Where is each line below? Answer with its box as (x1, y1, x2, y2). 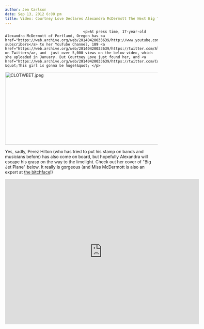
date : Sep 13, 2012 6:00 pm (5, 12, 62, 16)
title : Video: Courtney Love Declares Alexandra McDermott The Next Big (5, 16, 155, 21)
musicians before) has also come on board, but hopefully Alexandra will (5, 154, 148, 160)
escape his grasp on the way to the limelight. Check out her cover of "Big (5, 159, 151, 165)
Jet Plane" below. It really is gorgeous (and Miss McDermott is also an (5, 164, 145, 170)
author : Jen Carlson (5, 7, 47, 12)
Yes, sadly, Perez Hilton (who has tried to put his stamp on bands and (5, 149, 144, 155)
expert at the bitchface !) (5, 169, 53, 175)
